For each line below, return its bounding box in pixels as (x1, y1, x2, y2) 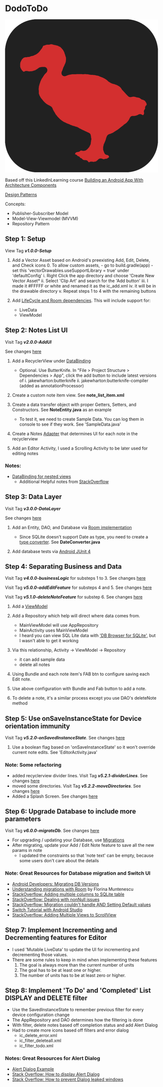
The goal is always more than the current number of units (19, 962, 134, 968)
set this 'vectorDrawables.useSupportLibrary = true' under (12, 268, 130, 273)
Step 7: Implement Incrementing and (5, 926, 117, 935)
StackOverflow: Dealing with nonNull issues (12, 896, 100, 902)
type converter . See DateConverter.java (19, 539, 100, 545)
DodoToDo (5, 3, 49, 14)
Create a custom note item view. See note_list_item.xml (12, 392, 125, 398)
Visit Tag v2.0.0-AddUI (5, 339, 52, 345)
